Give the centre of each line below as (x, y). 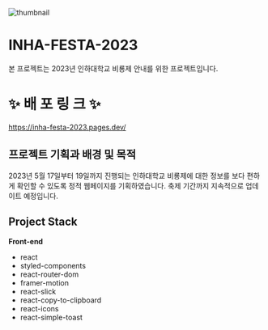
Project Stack (43, 222)
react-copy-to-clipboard (61, 300)
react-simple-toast (51, 317)
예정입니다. (41, 196)
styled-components (53, 265)
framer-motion (44, 282)
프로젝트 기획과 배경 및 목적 (72, 155)
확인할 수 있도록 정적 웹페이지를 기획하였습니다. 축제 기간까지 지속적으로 (130, 185)
